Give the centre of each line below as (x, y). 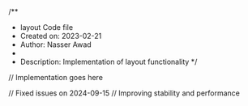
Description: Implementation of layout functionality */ (109, 61)
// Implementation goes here (56, 77)
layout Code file (47, 27)
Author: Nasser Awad (56, 45)
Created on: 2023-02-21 (61, 36)
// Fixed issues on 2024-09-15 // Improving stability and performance (124, 93)
